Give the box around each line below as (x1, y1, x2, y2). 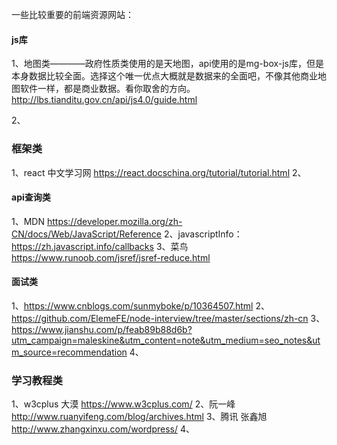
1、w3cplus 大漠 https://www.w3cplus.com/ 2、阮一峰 (11, 398, 236, 410)
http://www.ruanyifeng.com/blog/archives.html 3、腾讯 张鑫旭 (11, 411, 268, 423)
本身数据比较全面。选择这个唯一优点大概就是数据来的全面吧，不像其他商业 (11, 70, 318, 82)
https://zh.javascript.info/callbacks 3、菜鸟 (11, 240, 189, 252)
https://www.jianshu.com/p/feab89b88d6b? (11, 323, 193, 335)
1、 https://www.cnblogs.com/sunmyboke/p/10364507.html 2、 (11, 299, 270, 312)
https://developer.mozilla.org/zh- (46, 215, 183, 227)
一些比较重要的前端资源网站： (11, 9, 134, 20)
